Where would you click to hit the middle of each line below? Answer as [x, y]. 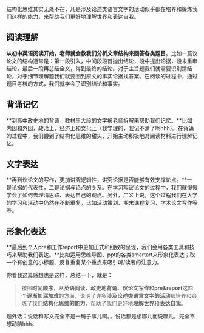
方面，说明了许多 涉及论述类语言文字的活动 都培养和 [127, 296]
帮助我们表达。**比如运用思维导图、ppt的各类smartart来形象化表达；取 [106, 255]
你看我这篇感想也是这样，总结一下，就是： [59, 275]
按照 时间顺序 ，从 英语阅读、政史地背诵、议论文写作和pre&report [102, 288]
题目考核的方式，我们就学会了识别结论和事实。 [65, 83]
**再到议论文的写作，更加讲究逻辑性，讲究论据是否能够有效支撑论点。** [97, 180]
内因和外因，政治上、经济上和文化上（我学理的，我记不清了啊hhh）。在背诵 [100, 128]
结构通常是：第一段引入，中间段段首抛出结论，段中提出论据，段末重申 [110, 61]
